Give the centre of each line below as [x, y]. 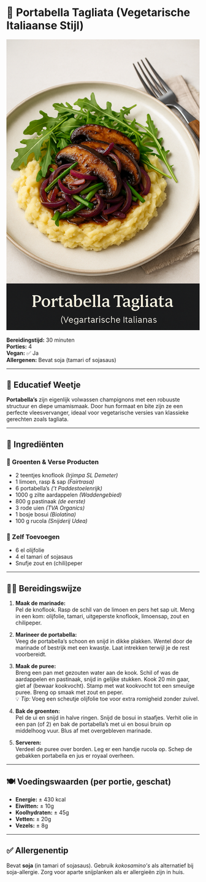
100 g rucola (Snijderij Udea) [51, 521]
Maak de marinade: [40, 603]
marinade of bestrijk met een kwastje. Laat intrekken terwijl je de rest [102, 648]
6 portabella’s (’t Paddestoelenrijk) [59, 489]
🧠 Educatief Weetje [44, 385]
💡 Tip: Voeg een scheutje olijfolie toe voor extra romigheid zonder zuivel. [107, 699]
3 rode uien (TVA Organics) [50, 508]
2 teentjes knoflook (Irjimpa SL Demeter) [67, 475]
